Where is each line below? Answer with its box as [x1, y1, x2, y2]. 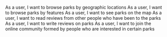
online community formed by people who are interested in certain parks [5, 26, 155, 32]
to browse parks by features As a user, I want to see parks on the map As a [5, 10, 162, 16]
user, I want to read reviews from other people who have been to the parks [5, 15, 161, 21]
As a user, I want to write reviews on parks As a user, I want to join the [5, 20, 151, 26]
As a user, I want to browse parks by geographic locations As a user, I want [5, 5, 162, 10]
